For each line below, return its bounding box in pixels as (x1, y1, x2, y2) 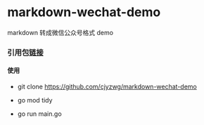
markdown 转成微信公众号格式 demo (7, 28, 114, 37)
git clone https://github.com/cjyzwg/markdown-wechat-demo (17, 82, 197, 91)
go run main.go (17, 110, 62, 118)
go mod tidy (17, 96, 53, 105)
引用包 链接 (7, 47, 44, 57)
